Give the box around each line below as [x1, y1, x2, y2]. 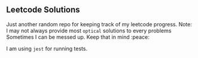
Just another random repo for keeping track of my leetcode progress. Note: [6, 20, 193, 28]
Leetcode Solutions [6, 5, 80, 15]
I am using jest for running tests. [6, 45, 88, 52]
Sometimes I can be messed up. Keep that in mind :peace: [6, 33, 150, 41]
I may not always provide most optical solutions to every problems [6, 27, 172, 34]
